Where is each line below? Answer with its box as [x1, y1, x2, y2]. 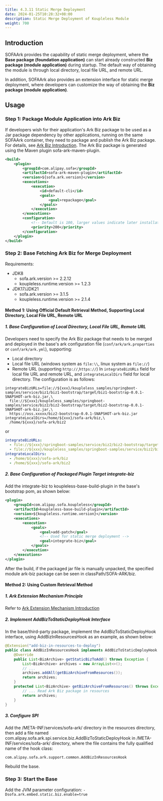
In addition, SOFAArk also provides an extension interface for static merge [5, 76, 153, 83]
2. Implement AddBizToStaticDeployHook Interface [5, 616, 111, 622]
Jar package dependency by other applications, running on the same [5, 132, 143, 138]
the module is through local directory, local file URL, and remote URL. [5, 67, 143, 73]
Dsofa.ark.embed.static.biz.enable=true [5, 792, 88, 797]
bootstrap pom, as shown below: [5, 488, 71, 494]
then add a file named [5, 730, 49, 736]
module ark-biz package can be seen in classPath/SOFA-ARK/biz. [5, 571, 137, 577]
